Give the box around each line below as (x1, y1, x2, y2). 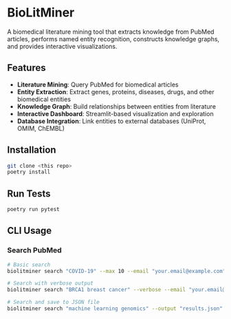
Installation (7, 144, 56, 156)
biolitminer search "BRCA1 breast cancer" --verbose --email (7, 287, 186, 294)
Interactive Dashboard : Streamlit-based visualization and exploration (16, 109, 214, 118)
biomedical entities (16, 95, 71, 103)
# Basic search (7, 261, 51, 268)
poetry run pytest (7, 206, 60, 213)
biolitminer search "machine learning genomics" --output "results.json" (7, 305, 223, 312)
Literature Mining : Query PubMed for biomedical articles (16, 80, 179, 89)
